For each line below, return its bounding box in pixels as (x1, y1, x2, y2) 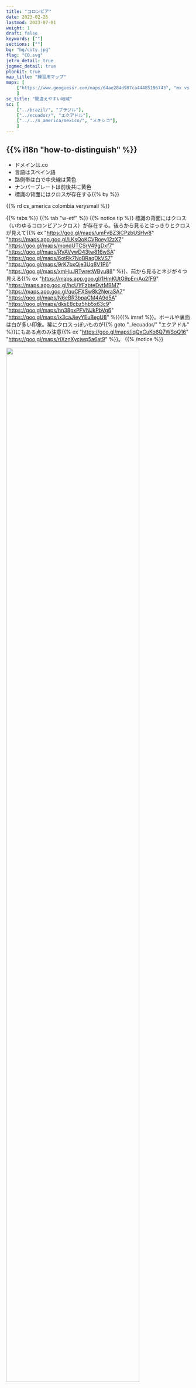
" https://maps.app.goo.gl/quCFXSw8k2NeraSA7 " (6, 288, 125, 295)
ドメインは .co (14, 161, 49, 168)
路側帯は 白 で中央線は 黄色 (14, 176, 77, 183)
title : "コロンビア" (6, 8, 51, 15)
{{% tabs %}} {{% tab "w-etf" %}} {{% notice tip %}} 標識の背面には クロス (6, 214, 187, 221)
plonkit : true (6, 69, 41, 75)
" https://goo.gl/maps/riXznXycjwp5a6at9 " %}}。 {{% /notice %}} (6, 335, 164, 342)
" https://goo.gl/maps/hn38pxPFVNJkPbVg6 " (6, 306, 114, 314)
